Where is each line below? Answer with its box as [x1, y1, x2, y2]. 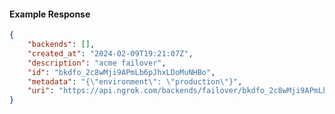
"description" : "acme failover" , [27, 58, 167, 68]
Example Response [9, 8, 91, 20]
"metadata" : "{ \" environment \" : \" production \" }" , [27, 76, 243, 87]
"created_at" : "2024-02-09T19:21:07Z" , [27, 48, 194, 59]
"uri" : [27, 86, 55, 96]
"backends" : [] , [27, 40, 96, 50]
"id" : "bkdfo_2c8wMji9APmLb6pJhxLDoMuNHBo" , [27, 67, 216, 77]
